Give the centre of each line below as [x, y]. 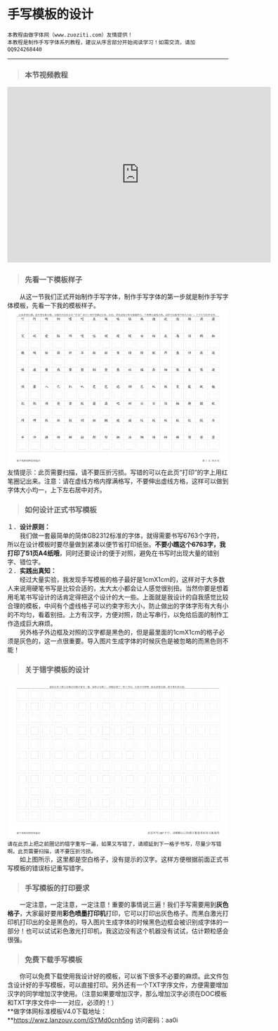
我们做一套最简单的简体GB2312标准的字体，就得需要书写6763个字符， [121, 536]
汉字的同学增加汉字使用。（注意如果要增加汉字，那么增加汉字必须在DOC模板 [117, 994]
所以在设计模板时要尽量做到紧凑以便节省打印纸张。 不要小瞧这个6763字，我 [117, 544]
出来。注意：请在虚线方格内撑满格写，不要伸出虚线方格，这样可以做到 [127, 481]
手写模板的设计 [51, 14]
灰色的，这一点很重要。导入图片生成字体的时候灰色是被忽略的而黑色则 [121, 641]
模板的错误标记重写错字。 [50, 868]
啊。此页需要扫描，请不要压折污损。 [52, 851]
